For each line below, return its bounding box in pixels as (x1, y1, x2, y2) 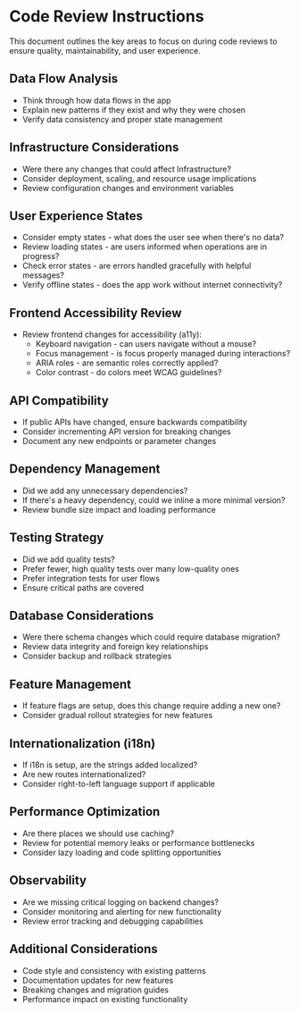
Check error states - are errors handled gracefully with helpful (21, 261, 252, 272)
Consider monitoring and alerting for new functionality (21, 906, 222, 917)
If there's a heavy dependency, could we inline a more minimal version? (21, 494, 286, 506)
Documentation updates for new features (21, 975, 174, 985)
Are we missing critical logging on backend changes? (21, 896, 219, 908)
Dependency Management (9, 462, 161, 477)
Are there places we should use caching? (21, 828, 175, 839)
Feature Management (9, 676, 132, 691)
